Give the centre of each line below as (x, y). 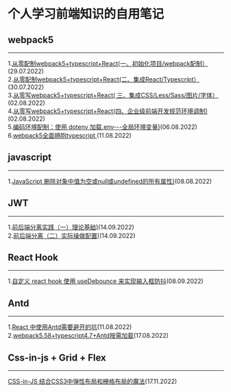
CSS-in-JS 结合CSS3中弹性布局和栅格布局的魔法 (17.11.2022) (93, 382)
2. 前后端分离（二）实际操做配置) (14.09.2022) (72, 235)
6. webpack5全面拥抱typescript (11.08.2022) (70, 135)
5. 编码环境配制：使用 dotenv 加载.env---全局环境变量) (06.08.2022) (102, 127)
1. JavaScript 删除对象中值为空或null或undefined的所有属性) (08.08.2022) (110, 181)
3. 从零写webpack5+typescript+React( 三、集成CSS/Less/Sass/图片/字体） (113, 95)
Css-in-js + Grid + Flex (57, 357)
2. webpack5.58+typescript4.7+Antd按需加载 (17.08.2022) (88, 336)
